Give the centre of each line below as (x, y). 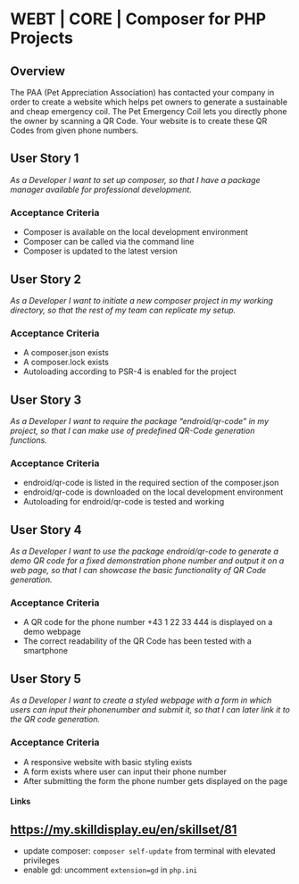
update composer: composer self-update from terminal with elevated (149, 851)
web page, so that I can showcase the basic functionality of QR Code (138, 571)
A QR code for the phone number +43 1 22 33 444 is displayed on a (148, 622)
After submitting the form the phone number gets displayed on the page (155, 780)
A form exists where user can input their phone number (125, 771)
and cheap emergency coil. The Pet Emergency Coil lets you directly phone (149, 111)
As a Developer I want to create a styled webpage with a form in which (141, 700)
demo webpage (52, 632)
